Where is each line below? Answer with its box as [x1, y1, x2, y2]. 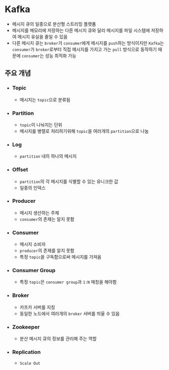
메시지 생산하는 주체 [19, 209, 59, 216]
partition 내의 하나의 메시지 [19, 153, 77, 159]
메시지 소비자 [19, 241, 46, 247]
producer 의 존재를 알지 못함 [19, 247, 74, 254]
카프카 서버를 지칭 [19, 304, 55, 310]
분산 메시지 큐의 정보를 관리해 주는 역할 [19, 336, 97, 342]
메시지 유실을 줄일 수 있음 [17, 33, 68, 40]
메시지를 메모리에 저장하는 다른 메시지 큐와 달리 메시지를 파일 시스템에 [12, 27, 150, 33]
